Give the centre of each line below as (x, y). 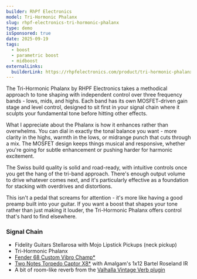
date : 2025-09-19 (27, 39)
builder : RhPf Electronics (39, 11)
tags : (13, 45)
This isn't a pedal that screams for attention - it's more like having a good (94, 198)
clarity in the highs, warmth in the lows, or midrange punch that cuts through (98, 137)
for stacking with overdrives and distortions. (59, 187)
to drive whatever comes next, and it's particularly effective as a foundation (97, 180)
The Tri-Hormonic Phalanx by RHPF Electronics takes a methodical (87, 88)
